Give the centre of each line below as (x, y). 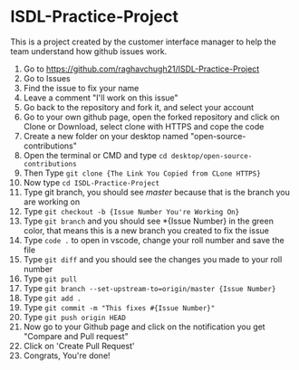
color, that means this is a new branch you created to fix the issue (146, 230)
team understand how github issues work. (89, 51)
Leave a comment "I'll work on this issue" (101, 98)
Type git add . (52, 298)
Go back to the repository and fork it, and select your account (139, 107)
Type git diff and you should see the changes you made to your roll (153, 259)
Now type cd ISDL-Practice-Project (92, 182)
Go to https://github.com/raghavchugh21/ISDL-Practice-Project (141, 69)
